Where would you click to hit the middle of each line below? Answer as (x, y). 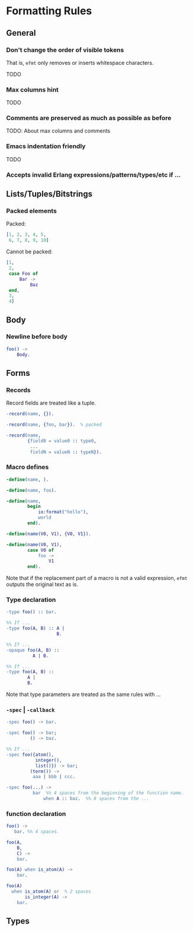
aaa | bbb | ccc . (54, 777)
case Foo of (23, 274)
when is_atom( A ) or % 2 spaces (52, 892)
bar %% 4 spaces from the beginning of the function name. (108, 793)
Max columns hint (33, 89)
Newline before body (37, 337)
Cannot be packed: (29, 252)
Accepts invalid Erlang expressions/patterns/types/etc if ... (94, 175)
